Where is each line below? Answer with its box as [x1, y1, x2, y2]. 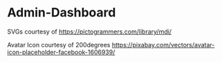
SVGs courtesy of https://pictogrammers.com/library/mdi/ [7, 27, 172, 36]
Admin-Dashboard [7, 5, 116, 21]
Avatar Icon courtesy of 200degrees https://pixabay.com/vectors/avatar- [7, 40, 215, 49]
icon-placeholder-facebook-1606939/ [7, 48, 115, 56]
